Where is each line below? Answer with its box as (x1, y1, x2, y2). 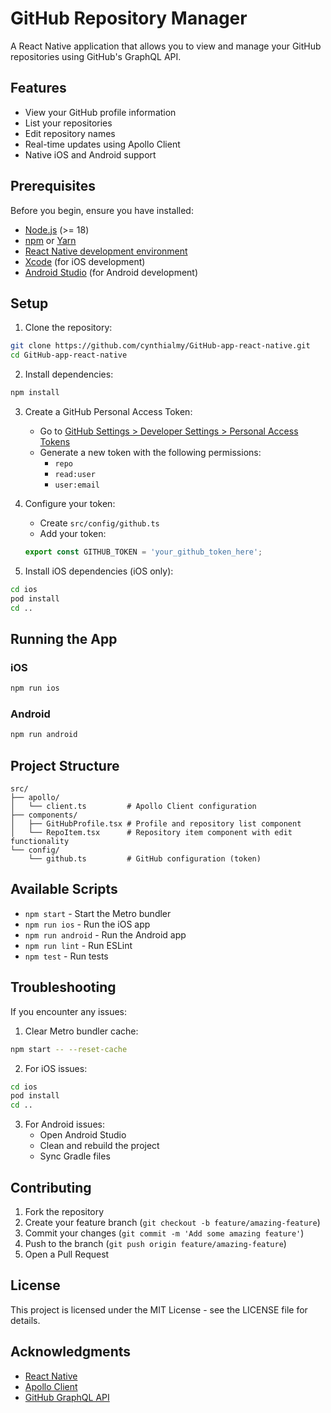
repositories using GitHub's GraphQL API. (10, 50, 182, 62)
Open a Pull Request (24, 1248, 110, 1260)
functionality (10, 837, 70, 847)
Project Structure (10, 757, 120, 774)
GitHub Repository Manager (10, 7, 248, 30)
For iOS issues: (24, 1062, 88, 1074)
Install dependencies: (24, 368, 114, 381)
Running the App (10, 630, 118, 647)
